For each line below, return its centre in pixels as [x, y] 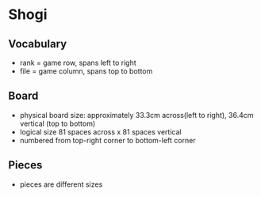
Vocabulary [38, 44]
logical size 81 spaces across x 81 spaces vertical [100, 131]
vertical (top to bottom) [58, 123]
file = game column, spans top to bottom [86, 71]
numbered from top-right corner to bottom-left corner [107, 140]
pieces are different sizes [61, 184]
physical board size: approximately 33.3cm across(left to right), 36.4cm [136, 115]
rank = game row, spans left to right [78, 63]
